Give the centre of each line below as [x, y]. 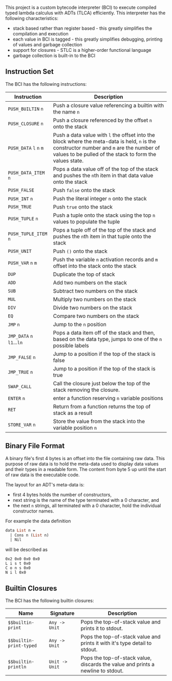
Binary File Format [35, 446]
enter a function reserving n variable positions [108, 398]
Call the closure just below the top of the [102, 383]
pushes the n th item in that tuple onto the [102, 236]
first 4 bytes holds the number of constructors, [62, 495]
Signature [62, 613]
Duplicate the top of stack [84, 274]
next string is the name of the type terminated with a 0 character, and [86, 500]
